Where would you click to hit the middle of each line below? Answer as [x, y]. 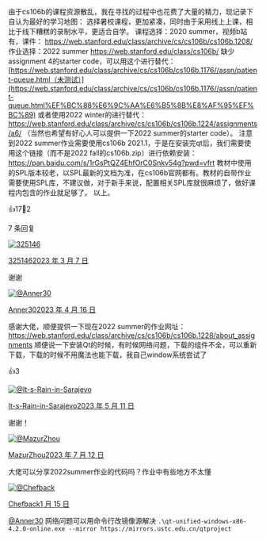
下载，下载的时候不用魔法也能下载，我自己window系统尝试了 [108, 355]
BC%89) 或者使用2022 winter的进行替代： [77, 115]
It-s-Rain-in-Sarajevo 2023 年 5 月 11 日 [71, 406]
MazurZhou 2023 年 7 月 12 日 [56, 455]
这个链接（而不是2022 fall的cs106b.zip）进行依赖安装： [106, 153]
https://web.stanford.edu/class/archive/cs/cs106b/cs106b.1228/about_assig [132, 335]
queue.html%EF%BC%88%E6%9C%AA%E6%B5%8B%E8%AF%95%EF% [131, 105]
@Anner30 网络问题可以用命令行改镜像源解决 [82, 521]
